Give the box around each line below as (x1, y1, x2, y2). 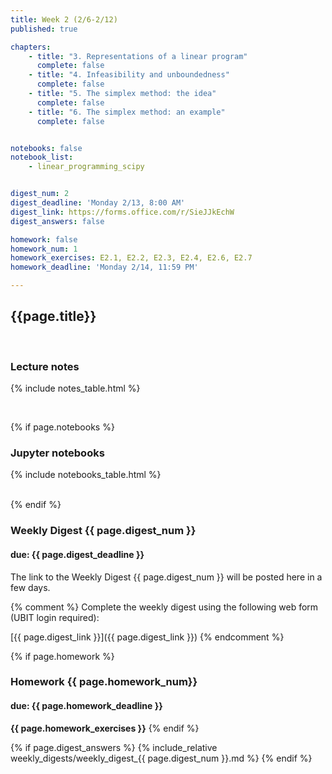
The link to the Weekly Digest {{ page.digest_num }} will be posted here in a (10, 571, 323, 583)
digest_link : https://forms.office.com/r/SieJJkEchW (10, 207, 235, 217)
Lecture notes (10, 359, 80, 373)
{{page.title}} (10, 308, 97, 325)
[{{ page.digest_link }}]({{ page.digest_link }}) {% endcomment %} (10, 631, 285, 643)
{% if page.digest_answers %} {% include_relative (10, 741, 218, 753)
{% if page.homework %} (10, 650, 115, 662)
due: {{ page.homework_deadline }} (10, 700, 163, 712)
